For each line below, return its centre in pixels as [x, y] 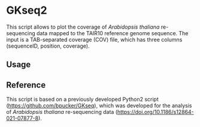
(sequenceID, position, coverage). [48, 46]
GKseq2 [27, 10]
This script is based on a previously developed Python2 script [82, 100]
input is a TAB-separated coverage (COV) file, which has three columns [94, 39]
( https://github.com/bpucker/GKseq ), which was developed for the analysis [99, 106]
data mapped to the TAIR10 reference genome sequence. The [113, 33]
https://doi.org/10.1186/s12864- [155, 112]
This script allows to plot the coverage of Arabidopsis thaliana [83, 27]
